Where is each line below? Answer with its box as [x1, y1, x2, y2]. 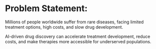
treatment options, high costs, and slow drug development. [5, 24, 123, 30]
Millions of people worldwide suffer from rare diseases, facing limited [5, 19, 144, 25]
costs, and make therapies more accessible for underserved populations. [5, 38, 152, 44]
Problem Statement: [5, 3, 88, 14]
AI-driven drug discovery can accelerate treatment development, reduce [5, 33, 151, 39]
